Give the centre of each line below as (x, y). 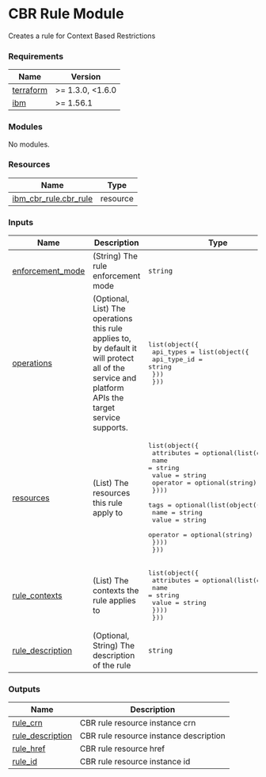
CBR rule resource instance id (135, 762)
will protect (113, 358)
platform (108, 388)
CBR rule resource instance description (152, 736)
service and (114, 378)
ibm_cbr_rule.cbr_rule (53, 198)
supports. (110, 427)
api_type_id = (177, 360)
